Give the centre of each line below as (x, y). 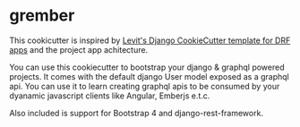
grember (42, 16)
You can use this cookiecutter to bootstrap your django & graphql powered (147, 67)
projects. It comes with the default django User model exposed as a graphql (149, 76)
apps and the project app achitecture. (79, 49)
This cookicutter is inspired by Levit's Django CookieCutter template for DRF (150, 40)
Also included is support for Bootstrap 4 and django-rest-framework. (137, 113)
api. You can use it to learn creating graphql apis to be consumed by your (145, 86)
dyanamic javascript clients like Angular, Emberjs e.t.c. (110, 96)
